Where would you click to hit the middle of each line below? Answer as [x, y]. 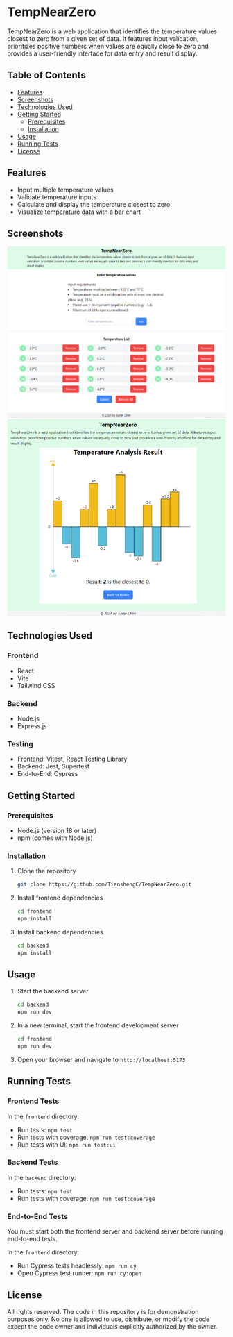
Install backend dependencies [60, 932]
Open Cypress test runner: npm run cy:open [79, 1273]
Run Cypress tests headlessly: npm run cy [77, 1266]
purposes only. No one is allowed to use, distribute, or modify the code [109, 1319]
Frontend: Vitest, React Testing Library [72, 759]
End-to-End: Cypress [48, 774]
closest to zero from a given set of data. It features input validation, [103, 38]
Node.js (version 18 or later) [57, 830]
